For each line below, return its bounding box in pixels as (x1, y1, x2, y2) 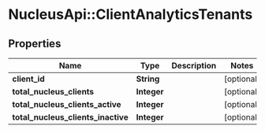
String (136, 73, 160, 84)
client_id (12, 73, 45, 84)
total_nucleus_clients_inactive (12, 112, 129, 123)
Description (171, 61, 217, 71)
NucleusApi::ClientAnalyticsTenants (8, 6, 253, 24)
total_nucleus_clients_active (12, 99, 121, 109)
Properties (8, 37, 62, 50)
